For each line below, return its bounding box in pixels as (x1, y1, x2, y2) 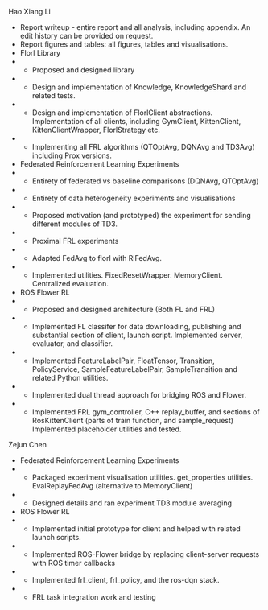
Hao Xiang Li (8, 7, 51, 16)
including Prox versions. (31, 150, 113, 160)
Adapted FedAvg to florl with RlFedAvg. (31, 253, 163, 262)
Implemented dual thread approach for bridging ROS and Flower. (31, 390, 247, 399)
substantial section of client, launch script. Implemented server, (31, 330, 243, 340)
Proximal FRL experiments (31, 237, 119, 245)
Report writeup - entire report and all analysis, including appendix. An (19, 23, 251, 31)
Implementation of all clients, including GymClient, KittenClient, (31, 117, 241, 126)
